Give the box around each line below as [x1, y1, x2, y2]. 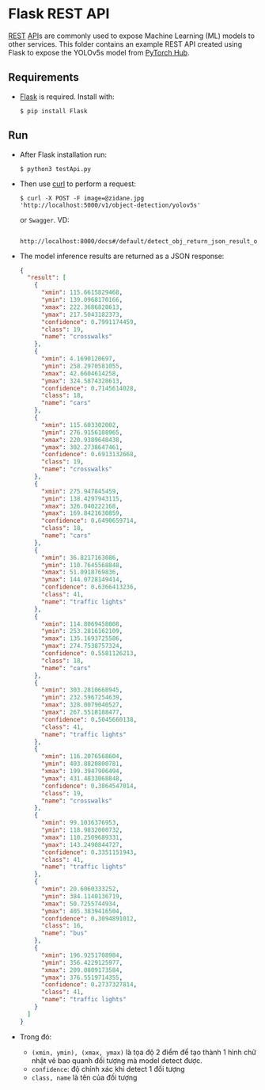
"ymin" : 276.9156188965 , [40, 429, 123, 436]
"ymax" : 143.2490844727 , [40, 840, 123, 848]
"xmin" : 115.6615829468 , [40, 288, 123, 297]
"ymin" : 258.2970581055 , [40, 362, 123, 370]
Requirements [8, 71, 79, 84]
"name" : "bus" [40, 929, 88, 937]
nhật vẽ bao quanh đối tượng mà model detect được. [31, 1055, 203, 1065]
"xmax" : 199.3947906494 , [40, 768, 123, 776]
